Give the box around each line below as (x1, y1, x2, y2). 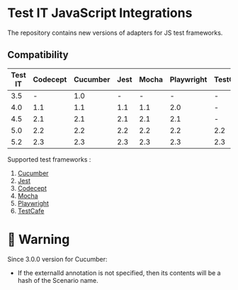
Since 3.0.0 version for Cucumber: (7, 255, 108, 263)
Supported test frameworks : (7, 155, 91, 164)
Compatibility (7, 49, 69, 61)
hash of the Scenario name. (17, 276, 99, 284)
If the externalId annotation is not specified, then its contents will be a (17, 268, 221, 277)
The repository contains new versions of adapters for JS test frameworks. (7, 28, 223, 37)
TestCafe (17, 206, 45, 215)
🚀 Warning (7, 231, 70, 247)
